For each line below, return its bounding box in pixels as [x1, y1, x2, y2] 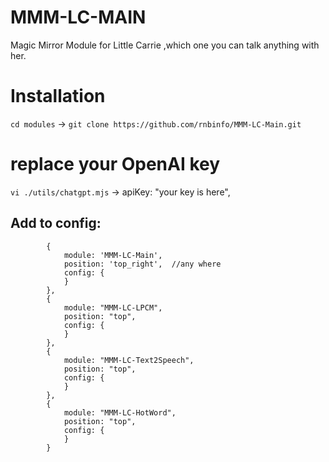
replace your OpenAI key [10, 153, 221, 176]
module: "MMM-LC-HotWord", [63, 407, 177, 418]
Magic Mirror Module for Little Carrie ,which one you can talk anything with [10, 39, 320, 51]
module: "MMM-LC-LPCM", [63, 302, 163, 313]
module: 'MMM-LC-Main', [63, 250, 163, 260]
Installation [10, 85, 106, 108]
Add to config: [10, 215, 102, 232]
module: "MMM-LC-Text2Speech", [63, 355, 195, 365]
